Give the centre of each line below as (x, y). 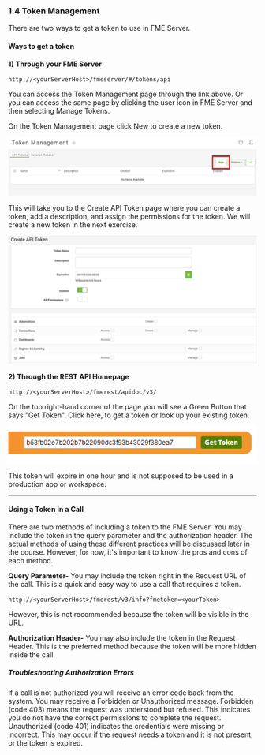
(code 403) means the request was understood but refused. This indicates (129, 709)
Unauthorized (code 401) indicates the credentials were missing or (116, 726)
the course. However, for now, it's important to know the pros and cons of (128, 552)
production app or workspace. (57, 484)
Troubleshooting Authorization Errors (71, 673)
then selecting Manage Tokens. (59, 110)
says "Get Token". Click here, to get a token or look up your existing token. (129, 415)
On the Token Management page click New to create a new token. (116, 126)
